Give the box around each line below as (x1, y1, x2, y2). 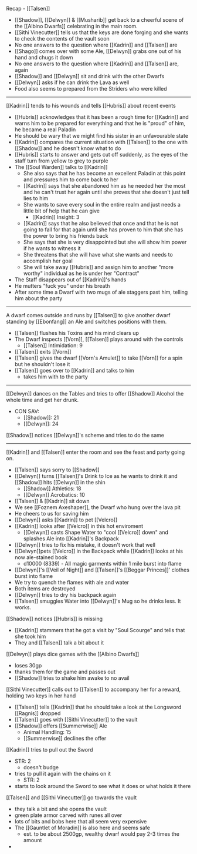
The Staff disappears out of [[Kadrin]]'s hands (14, 276, 127, 283)
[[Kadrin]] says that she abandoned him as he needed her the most (23, 182, 186, 189)
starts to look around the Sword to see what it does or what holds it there (14, 783, 191, 789)
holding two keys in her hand (6, 692, 76, 699)
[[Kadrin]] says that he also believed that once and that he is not (23, 220, 179, 227)
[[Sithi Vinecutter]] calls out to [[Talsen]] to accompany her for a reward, (6, 686, 181, 693)
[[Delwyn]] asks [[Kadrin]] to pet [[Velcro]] (14, 516, 118, 523)
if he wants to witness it (23, 245, 81, 252)
